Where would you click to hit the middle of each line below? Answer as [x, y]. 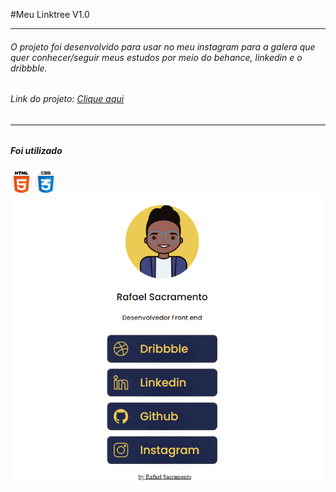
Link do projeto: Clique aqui [67, 99]
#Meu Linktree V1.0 [50, 14]
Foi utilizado [36, 151]
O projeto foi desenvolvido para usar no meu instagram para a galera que [163, 46]
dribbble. [29, 68]
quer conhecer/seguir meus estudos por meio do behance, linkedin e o [156, 57]
